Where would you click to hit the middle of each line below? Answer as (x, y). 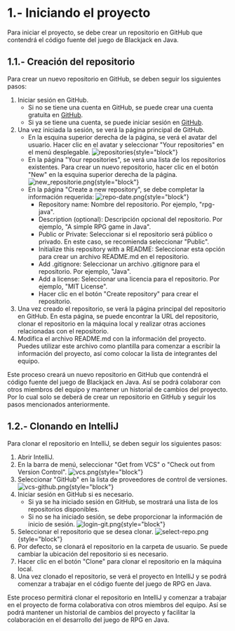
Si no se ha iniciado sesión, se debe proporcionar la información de (125, 517)
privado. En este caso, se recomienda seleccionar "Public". (123, 241)
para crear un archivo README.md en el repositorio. (114, 256)
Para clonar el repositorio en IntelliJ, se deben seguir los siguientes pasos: (115, 443)
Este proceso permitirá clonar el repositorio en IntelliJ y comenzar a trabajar (117, 597)
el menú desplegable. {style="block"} (103, 152)
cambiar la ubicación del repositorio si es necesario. (93, 554)
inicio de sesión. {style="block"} (97, 524)
